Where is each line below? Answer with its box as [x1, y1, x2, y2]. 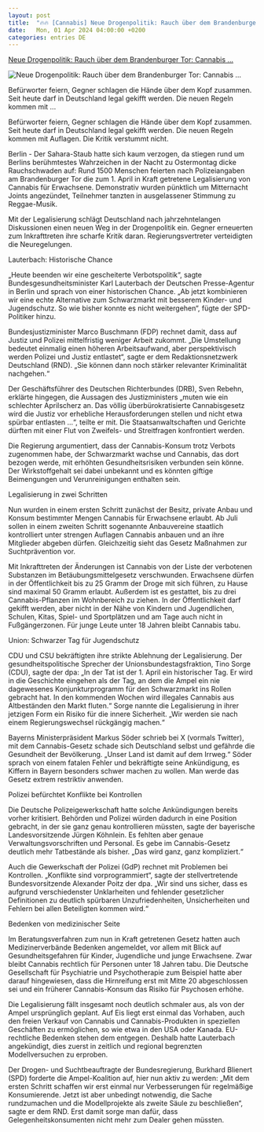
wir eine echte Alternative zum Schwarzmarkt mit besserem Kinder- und [8, 296, 242, 305]
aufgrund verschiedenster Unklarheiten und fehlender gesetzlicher [8, 888, 225, 897]
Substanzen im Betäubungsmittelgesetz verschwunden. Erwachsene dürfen [8, 571, 255, 580]
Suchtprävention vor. [8, 547, 76, 557]
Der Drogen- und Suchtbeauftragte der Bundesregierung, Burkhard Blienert [8, 1065, 253, 1075]
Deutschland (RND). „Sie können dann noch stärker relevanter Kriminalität [8, 361, 247, 370]
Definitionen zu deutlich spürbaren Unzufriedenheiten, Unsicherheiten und [8, 895, 250, 905]
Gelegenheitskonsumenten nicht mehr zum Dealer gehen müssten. [8, 1115, 225, 1125]
